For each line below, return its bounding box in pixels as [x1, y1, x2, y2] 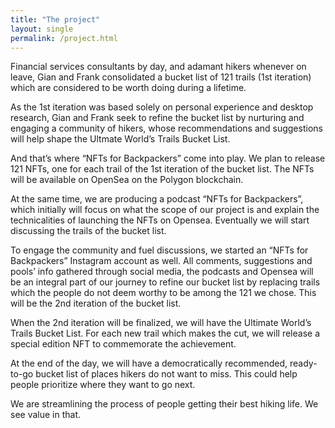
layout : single [10, 24, 74, 34]
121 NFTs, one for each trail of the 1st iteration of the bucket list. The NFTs [10, 163, 315, 175]
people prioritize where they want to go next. [10, 379, 196, 391]
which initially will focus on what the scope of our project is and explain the [10, 204, 320, 216]
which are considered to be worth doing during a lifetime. [10, 82, 247, 94]
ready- [289, 357, 318, 370]
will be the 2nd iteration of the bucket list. [10, 297, 182, 310]
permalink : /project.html [10, 33, 118, 43]
